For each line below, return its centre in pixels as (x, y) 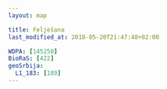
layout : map (27, 15)
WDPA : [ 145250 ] (33, 51)
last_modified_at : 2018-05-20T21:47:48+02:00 (83, 37)
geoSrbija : (26, 66)
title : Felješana (36, 30)
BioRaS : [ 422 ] (31, 59)
